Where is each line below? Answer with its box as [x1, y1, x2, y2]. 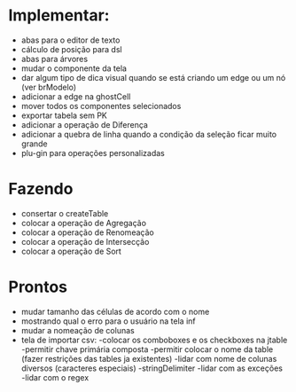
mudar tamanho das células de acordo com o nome [20, 306, 210, 317]
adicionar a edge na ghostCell [20, 90, 131, 102]
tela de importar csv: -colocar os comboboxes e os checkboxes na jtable [20, 334, 288, 345]
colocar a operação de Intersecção [20, 236, 150, 247]
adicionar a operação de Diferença [20, 119, 148, 129]
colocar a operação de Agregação [20, 217, 147, 228]
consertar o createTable [20, 208, 109, 218]
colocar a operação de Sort [20, 246, 121, 256]
